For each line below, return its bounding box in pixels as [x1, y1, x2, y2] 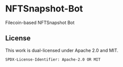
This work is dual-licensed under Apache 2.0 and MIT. [5, 47, 119, 53]
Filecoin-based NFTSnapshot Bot [5, 19, 75, 25]
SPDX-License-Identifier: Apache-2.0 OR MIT [5, 57, 101, 62]
